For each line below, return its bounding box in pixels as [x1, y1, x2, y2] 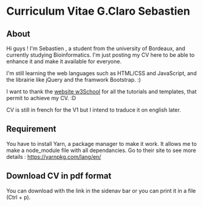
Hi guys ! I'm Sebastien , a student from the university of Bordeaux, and [6, 45, 185, 52]
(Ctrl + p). [6, 194, 31, 201]
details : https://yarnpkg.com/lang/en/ [6, 153, 101, 160]
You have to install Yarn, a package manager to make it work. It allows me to [6, 140, 197, 147]
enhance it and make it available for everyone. [6, 58, 122, 65]
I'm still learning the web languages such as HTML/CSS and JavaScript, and [6, 70, 197, 77]
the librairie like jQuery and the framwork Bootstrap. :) [6, 76, 141, 83]
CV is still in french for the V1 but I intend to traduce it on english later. [6, 106, 181, 114]
